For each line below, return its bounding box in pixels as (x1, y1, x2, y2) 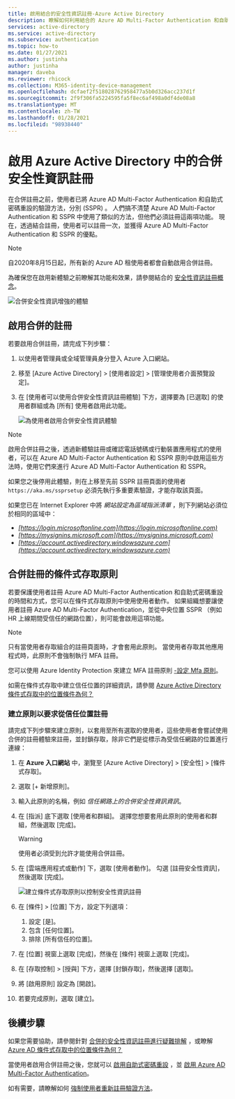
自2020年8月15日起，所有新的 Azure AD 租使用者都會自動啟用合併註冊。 (8, 258, 217, 267)
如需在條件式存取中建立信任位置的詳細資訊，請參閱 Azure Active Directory (8, 681, 222, 689)
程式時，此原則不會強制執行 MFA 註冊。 (8, 652, 123, 660)
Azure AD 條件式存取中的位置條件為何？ (8, 1046, 123, 1054)
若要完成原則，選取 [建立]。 (17, 995, 98, 1003)
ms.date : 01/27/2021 (8, 50, 68, 57)
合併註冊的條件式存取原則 (8, 568, 118, 580)
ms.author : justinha (8, 56, 68, 63)
